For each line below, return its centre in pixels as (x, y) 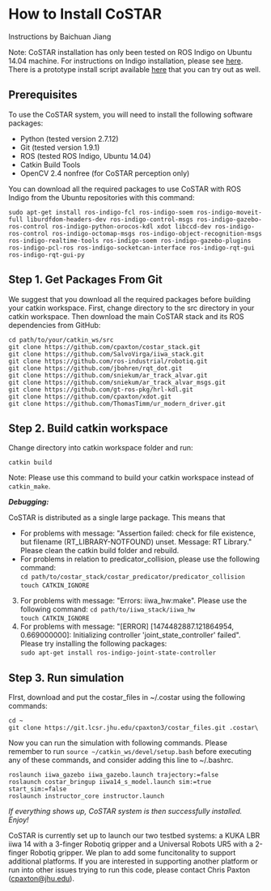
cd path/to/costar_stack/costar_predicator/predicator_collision (132, 577)
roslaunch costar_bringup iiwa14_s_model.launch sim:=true (110, 782)
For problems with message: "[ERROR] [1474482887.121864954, (127, 627)
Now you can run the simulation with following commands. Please (118, 743)
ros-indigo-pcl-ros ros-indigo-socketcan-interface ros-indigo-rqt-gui (131, 248)
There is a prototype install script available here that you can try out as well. (135, 69)
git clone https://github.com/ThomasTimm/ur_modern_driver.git (117, 403)
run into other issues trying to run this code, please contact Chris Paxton (129, 870)
